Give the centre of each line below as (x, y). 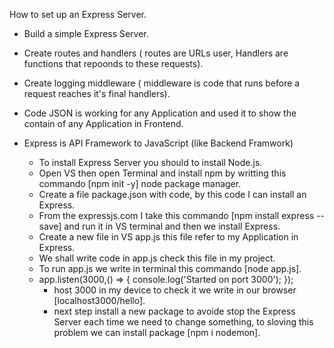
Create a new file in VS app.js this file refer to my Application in (168, 237)
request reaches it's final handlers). (97, 93)
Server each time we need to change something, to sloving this (183, 322)
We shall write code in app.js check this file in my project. (157, 258)
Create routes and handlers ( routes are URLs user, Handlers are (156, 53)
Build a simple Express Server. (86, 33)
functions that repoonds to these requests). (113, 63)
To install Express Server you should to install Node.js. (150, 162)
